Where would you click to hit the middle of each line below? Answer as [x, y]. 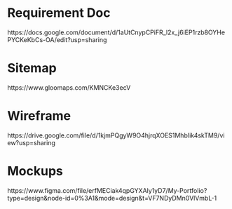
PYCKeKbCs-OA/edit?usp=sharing [57, 39]
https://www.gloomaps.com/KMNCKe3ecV [69, 87]
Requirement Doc [59, 13]
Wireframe [39, 116]
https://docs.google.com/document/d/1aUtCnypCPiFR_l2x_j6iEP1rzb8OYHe [116, 32]
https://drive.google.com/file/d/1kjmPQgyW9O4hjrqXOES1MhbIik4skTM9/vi [116, 135]
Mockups [35, 171]
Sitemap [32, 68]
